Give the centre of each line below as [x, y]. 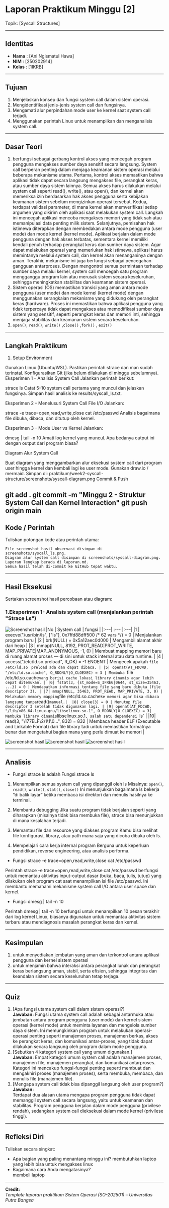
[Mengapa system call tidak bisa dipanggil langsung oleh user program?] [88, 1084]
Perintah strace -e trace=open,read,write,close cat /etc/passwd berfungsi [82, 871]
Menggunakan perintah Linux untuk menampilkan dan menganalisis [82, 121]
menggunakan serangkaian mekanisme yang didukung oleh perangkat [85, 298]
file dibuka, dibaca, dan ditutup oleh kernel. [50, 418]
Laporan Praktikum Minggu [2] [70, 9]
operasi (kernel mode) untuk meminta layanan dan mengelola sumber [84, 1025]
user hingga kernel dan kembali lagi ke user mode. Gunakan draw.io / [77, 468]
